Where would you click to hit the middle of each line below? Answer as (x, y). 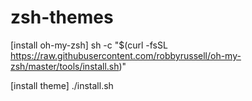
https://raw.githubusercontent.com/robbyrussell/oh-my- (126, 55)
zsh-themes (62, 17)
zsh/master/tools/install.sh (65, 66)
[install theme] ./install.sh (62, 85)
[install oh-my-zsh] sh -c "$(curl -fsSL (89, 45)
